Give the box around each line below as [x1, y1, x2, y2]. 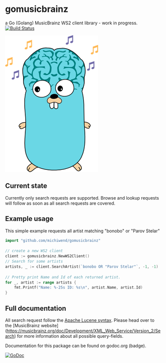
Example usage [5, 215, 54, 223]
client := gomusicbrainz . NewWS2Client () [5, 254, 90, 259]
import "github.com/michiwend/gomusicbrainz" [5, 238, 101, 243]
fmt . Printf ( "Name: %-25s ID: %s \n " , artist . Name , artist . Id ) [14, 285, 143, 290]
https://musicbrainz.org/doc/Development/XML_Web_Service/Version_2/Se [6, 328, 161, 334]
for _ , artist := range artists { [5, 280, 77, 285]
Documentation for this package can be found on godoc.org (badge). [5, 343, 146, 349]
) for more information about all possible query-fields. [14, 333, 124, 339]
